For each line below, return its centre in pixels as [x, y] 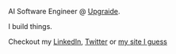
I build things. [31, 26]
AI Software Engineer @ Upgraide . [64, 11]
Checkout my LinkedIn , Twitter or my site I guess [88, 41]
